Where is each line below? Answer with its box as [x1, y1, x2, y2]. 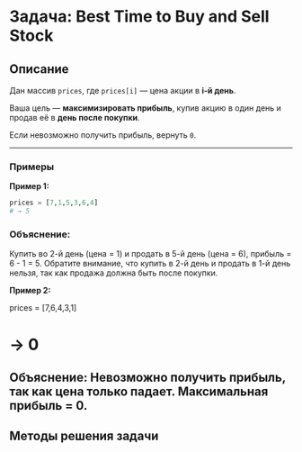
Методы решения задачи [9, 429, 159, 444]
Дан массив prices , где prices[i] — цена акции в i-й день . [9, 86, 236, 95]
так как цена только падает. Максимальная [9, 384, 269, 399]
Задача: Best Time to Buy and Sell [9, 6, 270, 27]
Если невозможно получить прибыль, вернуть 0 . [9, 130, 197, 140]
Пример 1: [9, 181, 49, 192]
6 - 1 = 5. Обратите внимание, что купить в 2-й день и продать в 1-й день [9, 258, 291, 269]
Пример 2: [9, 285, 51, 296]
